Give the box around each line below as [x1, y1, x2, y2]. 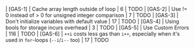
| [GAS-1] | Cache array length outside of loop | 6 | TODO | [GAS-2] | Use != [5, 6, 188, 12]
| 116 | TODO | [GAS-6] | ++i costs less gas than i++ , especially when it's [5, 30, 180, 37]
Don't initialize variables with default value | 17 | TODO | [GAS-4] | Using [5, 18, 180, 24]
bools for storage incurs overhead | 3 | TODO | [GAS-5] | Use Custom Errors [5, 24, 189, 31]
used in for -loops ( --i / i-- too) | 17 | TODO [5, 37, 110, 43]
